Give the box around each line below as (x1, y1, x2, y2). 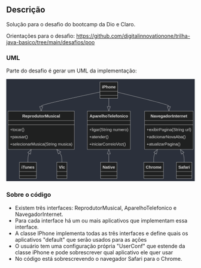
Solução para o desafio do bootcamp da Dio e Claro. (6, 20, 136, 28)
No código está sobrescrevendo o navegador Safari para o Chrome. (14, 255, 182, 262)
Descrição (6, 5, 45, 15)
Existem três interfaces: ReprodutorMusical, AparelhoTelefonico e (14, 204, 177, 211)
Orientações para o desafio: (6, 32, 75, 39)
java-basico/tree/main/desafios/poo (6, 38, 95, 45)
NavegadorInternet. (14, 211, 63, 218)
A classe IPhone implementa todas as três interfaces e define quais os (14, 230, 188, 237)
